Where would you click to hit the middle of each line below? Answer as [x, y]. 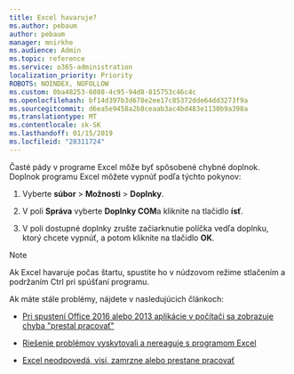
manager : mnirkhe [41, 42]
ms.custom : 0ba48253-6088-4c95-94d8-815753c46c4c [103, 92]
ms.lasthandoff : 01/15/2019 [61, 134]
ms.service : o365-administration [71, 68]
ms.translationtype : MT [53, 117]
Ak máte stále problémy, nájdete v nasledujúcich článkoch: [117, 298]
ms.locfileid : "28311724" [57, 142]
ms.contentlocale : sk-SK [55, 126]
